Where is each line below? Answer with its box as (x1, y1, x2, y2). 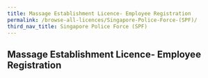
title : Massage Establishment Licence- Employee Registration (7, 10, 191, 17)
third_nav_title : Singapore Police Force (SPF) (7, 23, 148, 30)
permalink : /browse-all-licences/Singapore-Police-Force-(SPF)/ (7, 17, 198, 23)
